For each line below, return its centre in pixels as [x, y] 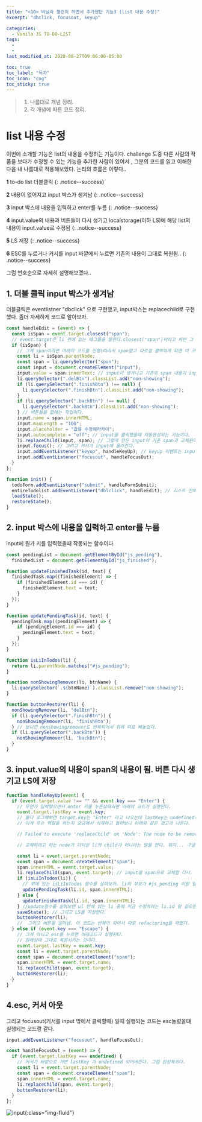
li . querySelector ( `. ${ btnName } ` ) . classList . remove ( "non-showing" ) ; [98, 688]
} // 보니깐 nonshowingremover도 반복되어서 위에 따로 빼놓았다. [84, 727]
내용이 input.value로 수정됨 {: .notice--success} [64, 228]
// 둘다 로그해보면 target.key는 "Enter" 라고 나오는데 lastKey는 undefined [106, 818]
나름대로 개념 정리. [52, 102]
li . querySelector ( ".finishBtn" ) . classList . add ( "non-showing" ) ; [103, 390]
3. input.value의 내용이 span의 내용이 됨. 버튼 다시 [96, 770]
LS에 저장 [39, 781]
